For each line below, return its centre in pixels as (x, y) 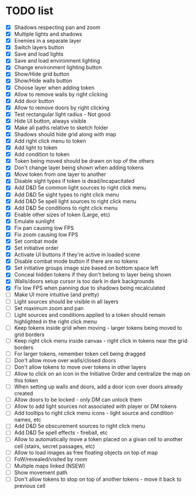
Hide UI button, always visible (50, 121)
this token (26, 381)
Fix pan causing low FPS (44, 228)
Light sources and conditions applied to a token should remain (90, 314)
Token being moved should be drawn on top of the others (84, 161)
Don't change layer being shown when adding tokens (79, 168)
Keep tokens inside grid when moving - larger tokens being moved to (98, 327)
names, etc (28, 420)
